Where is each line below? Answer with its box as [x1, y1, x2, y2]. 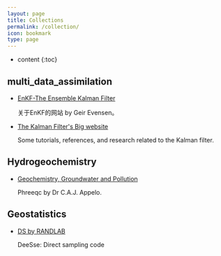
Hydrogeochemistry [7, 156, 97, 168]
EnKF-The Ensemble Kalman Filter [17, 93, 116, 102]
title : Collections [7, 17, 64, 24]
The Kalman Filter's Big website [17, 122, 109, 130]
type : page [7, 36, 39, 43]
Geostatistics [7, 209, 67, 220]
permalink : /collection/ [7, 23, 79, 30]
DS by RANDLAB [17, 227, 66, 235]
